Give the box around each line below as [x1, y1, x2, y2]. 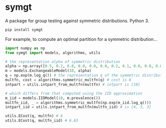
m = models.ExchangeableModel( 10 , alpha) [5, 68, 92, 73]
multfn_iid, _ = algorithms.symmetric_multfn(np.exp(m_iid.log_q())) [5, 100, 152, 105]
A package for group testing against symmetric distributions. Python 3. [5, 18, 149, 24]
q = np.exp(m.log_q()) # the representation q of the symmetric [5, 73, 140, 78]
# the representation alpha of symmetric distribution [5, 59, 121, 64]
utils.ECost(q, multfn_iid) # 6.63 [5, 118, 79, 123]
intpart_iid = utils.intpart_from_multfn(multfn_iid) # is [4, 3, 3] [5, 105, 152, 110]
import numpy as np [5, 46, 45, 51]
